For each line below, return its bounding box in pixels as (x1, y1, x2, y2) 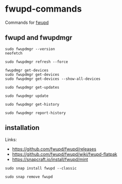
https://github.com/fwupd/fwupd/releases (12, 146, 97, 152)
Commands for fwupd (5, 19, 49, 25)
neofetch (5, 51, 23, 55)
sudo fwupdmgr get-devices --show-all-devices (5, 76, 101, 81)
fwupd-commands (5, 3, 82, 15)
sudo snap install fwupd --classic (5, 166, 77, 171)
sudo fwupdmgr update (5, 93, 49, 98)
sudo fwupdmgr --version (5, 46, 55, 52)
